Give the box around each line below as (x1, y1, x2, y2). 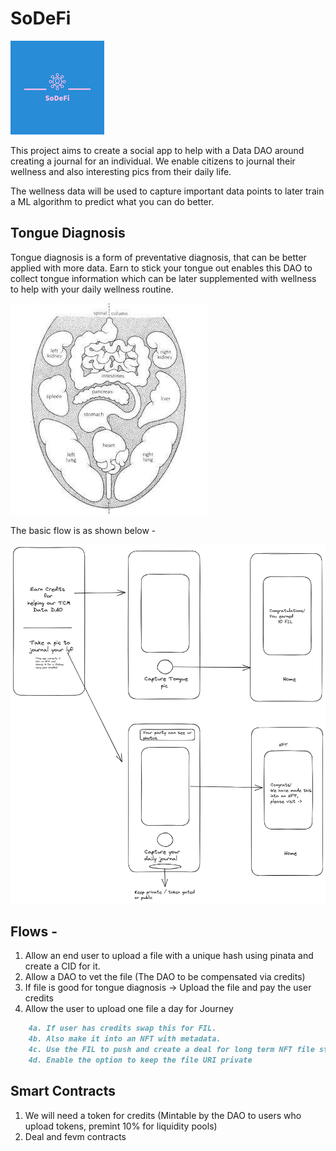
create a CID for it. (24, 960, 101, 972)
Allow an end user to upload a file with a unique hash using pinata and (24, 950, 314, 962)
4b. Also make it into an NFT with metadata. (28, 1034, 222, 1044)
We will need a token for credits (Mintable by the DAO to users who (24, 1109, 302, 1121)
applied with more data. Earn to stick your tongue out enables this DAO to (10, 262, 313, 274)
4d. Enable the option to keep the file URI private (28, 1055, 253, 1065)
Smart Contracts (10, 1083, 117, 1100)
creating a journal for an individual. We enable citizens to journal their (10, 155, 296, 167)
